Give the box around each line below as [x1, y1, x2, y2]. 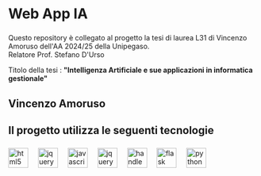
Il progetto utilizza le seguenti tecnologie [8, 124, 214, 137]
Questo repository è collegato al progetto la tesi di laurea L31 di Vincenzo [8, 33, 248, 43]
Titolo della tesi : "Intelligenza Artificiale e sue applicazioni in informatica [8, 65, 253, 75]
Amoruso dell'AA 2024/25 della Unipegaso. [8, 41, 150, 52]
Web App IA [8, 5, 89, 23]
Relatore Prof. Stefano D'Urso [8, 50, 105, 59]
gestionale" [8, 74, 48, 83]
